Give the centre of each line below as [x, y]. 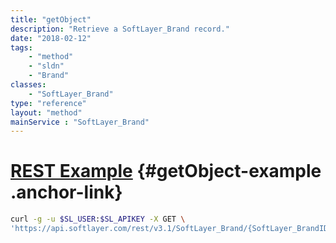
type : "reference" [48, 103]
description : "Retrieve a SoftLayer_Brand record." [120, 29]
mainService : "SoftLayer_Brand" [80, 122]
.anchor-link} [66, 192]
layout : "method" [46, 112]
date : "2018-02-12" [51, 38]
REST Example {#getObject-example [166, 171]
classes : [28, 85]
